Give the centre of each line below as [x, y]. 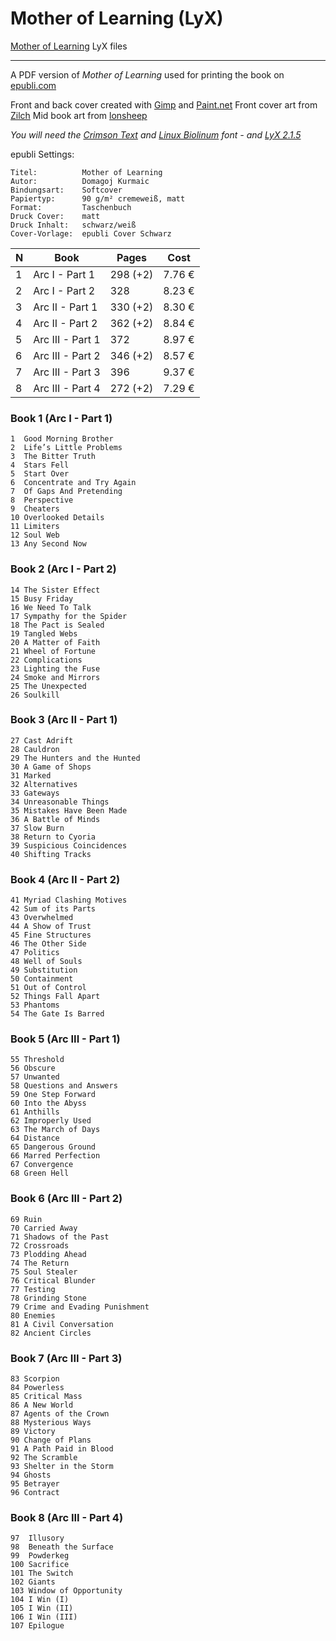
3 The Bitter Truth [53, 457]
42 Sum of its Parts [53, 909]
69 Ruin [26, 1219]
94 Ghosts [31, 1475]
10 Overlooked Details [57, 518]
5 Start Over [40, 474]
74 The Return [40, 1263]
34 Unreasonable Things [60, 802]
